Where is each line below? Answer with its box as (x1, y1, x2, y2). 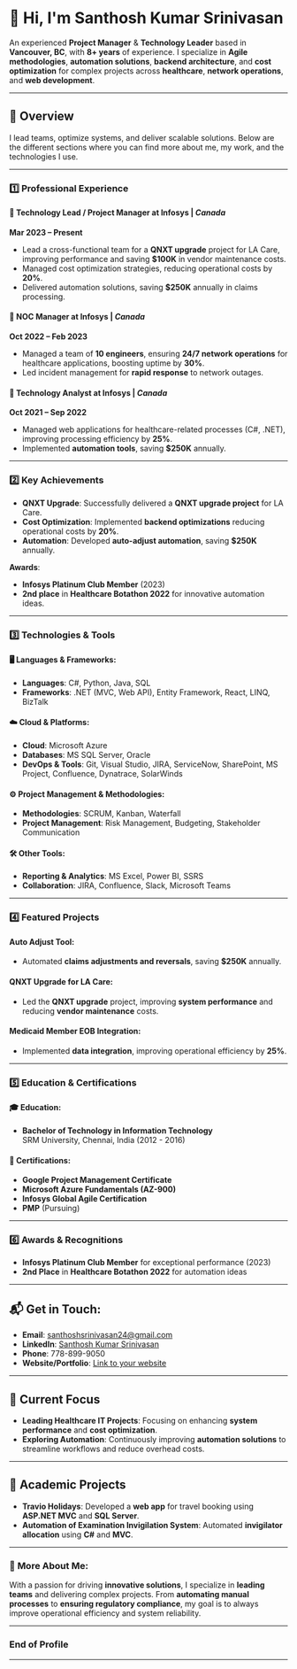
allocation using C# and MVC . (21, 1529, 134, 1540)
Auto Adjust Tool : (9, 936, 75, 947)
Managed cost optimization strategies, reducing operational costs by (21, 263, 273, 274)
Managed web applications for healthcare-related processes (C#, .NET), (21, 424, 286, 435)
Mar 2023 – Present (9, 227, 83, 237)
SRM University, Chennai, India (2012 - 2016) (21, 1134, 186, 1145)
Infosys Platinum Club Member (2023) (21, 579, 165, 590)
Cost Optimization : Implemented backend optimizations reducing (21, 516, 265, 527)
